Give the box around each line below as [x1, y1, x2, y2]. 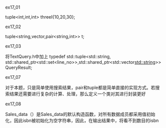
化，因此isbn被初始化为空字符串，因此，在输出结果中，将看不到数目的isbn [5, 117, 159, 123]
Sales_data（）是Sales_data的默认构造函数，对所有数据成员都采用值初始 [5, 111, 155, 117]
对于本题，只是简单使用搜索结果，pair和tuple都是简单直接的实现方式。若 [5, 85, 155, 90]
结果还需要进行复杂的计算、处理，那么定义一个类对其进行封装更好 [9, 91, 146, 97]
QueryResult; [5, 65, 33, 70]
